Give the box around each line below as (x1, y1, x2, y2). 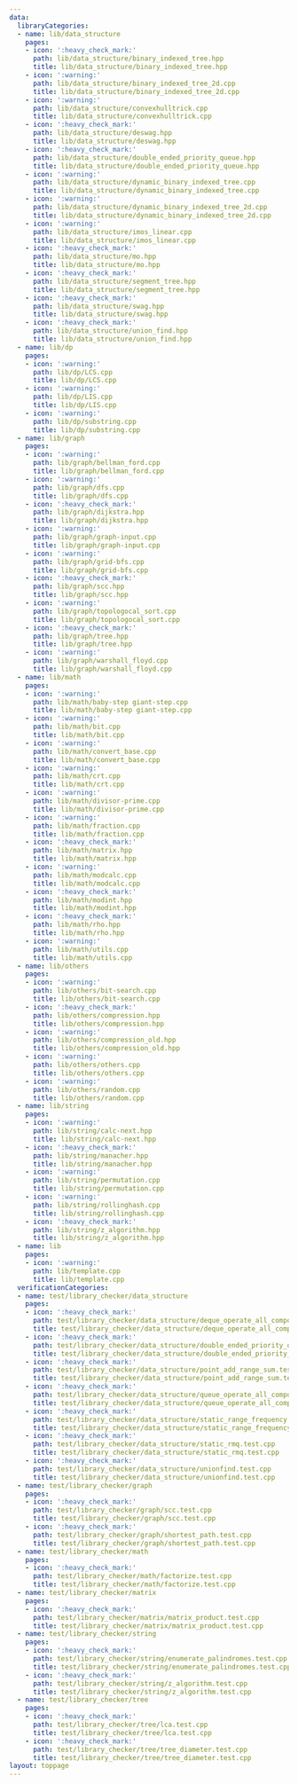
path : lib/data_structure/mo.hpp (32, 252, 157, 262)
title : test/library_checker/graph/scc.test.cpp (32, 1514, 216, 1523)
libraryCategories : (17, 21, 90, 30)
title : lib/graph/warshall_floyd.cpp (32, 664, 173, 673)
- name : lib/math (17, 672, 82, 681)
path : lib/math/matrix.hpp (32, 846, 133, 855)
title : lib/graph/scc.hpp (32, 591, 129, 600)
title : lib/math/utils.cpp (32, 953, 133, 963)
